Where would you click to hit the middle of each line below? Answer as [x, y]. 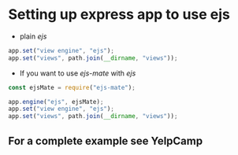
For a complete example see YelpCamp [106, 140]
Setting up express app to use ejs [119, 15]
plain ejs [33, 36]
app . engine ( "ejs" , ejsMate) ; [56, 101]
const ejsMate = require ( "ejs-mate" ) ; [72, 87]
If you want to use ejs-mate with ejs [78, 73]
